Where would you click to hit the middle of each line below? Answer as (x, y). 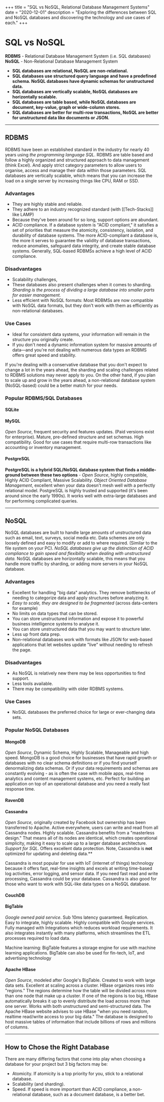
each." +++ (16, 23)
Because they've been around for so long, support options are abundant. (85, 220)
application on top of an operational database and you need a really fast (77, 784)
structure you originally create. (43, 339)
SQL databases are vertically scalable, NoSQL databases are (75, 91)
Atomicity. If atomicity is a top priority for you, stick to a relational (78, 1074)
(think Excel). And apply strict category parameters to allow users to (74, 165)
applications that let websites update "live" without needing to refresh (82, 645)
